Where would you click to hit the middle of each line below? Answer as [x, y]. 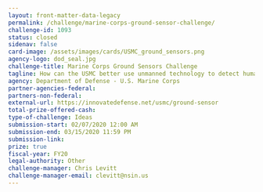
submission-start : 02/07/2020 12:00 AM [73, 125]
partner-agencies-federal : [52, 88]
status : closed [33, 37]
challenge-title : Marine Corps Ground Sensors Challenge [103, 67]
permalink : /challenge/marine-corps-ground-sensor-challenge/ [112, 23]
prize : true [27, 147]
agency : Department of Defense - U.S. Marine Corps [94, 81]
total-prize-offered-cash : [52, 110]
